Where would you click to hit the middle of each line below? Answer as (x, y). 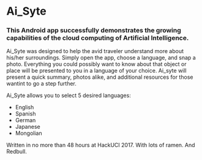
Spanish (25, 114)
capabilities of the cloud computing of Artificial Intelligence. (98, 38)
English (24, 107)
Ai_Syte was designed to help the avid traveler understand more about (95, 51)
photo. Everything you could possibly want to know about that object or (96, 64)
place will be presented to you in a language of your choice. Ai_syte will (96, 71)
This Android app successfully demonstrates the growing (94, 31)
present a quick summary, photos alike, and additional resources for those (100, 77)
